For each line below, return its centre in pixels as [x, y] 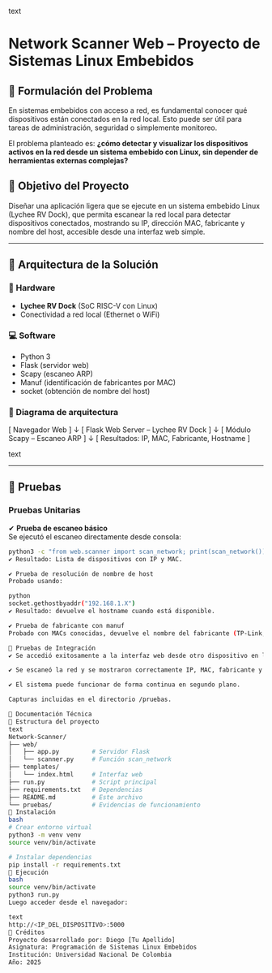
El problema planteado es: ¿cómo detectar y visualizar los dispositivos [128, 143]
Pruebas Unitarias [45, 510]
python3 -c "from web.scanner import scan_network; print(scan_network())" [139, 551]
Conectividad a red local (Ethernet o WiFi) [90, 314]
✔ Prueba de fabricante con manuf [67, 625]
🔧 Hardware [32, 288]
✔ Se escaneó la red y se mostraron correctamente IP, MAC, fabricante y [136, 670]
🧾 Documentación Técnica [50, 714]
